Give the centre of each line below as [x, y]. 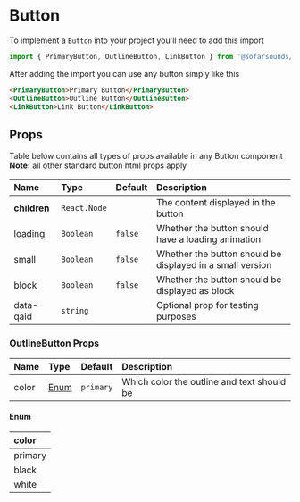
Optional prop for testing [207, 305]
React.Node [84, 208]
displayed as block [195, 291]
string [75, 311]
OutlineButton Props [54, 343]
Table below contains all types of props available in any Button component [146, 156]
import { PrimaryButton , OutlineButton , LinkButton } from [121, 56]
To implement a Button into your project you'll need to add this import [137, 40]
